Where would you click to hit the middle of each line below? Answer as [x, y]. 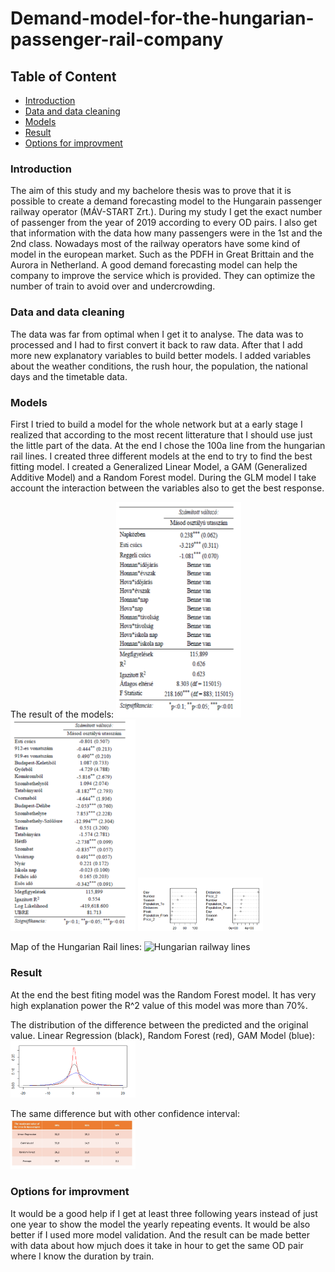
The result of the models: [62, 714]
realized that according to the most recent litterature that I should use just [161, 434]
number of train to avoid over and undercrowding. [113, 286]
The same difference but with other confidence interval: [125, 1114]
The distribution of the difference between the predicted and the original [159, 1024]
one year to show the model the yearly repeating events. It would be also [160, 1224]
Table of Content [63, 76]
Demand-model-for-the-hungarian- [162, 18]
